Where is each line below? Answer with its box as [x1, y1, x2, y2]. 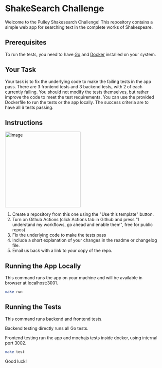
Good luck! [5, 358, 27, 364]
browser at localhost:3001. [5, 280, 58, 286]
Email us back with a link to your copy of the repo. [12, 247, 113, 254]
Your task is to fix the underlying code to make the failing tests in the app [5, 79, 152, 84]
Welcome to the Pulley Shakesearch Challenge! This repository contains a [5, 19, 153, 25]
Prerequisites [5, 39, 47, 47]
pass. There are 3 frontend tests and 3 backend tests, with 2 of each [5, 83, 143, 89]
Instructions [5, 118, 43, 127]
